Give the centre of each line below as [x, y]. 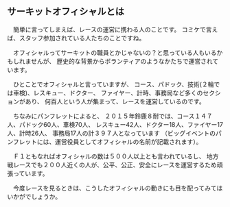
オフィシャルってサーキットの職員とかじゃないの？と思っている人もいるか [118, 52]
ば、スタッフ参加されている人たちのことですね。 [76, 38]
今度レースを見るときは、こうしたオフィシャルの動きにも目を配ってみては [118, 188]
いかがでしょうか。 [34, 196]
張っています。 [28, 173]
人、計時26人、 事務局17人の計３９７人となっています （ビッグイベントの [112, 133]
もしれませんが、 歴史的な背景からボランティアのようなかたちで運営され [110, 61]
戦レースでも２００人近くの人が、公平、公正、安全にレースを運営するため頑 [115, 165]
